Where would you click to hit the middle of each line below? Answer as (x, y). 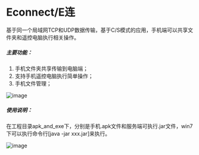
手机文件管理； (33, 83)
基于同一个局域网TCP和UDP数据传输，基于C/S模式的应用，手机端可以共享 (97, 30)
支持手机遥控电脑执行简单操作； (54, 76)
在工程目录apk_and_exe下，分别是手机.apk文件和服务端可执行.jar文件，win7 (99, 126)
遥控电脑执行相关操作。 (50, 37)
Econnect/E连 (41, 12)
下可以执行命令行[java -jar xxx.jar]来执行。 (58, 133)
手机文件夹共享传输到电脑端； (51, 68)
